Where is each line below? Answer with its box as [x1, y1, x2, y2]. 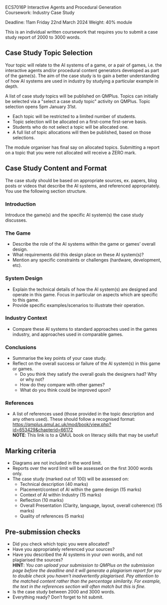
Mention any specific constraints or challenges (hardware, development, [12, 257, 162, 263]
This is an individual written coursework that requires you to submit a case [5, 29, 158, 35]
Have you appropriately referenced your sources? [12, 546, 115, 552]
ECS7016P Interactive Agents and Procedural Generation [5, 5, 122, 10]
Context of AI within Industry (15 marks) [19, 492, 102, 498]
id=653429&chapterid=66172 [12, 427, 73, 433]
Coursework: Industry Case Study [5, 10, 75, 16]
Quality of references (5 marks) [19, 513, 85, 519]
